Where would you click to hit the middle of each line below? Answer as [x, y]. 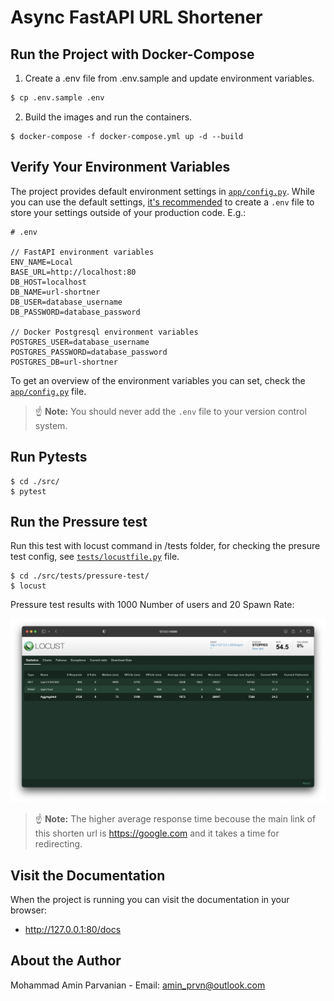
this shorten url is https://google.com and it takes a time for [157, 833]
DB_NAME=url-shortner [55, 292]
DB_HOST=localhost [48, 282]
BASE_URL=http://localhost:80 [73, 272]
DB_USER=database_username [66, 302]
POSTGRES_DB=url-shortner [64, 362]
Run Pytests [49, 457]
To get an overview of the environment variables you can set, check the [158, 380]
